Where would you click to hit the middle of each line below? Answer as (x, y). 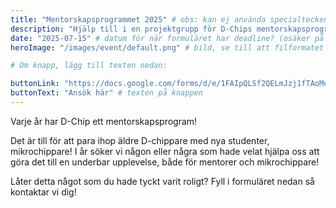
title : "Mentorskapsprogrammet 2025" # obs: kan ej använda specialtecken (169, 19)
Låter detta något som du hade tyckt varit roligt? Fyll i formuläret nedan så (162, 181)
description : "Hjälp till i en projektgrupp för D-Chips (131, 29)
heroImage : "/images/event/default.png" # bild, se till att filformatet (167, 47)
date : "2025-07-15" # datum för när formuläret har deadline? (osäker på (167, 38)
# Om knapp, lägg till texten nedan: (89, 66)
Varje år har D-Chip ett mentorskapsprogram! (104, 121)
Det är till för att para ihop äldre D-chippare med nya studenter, (140, 140)
